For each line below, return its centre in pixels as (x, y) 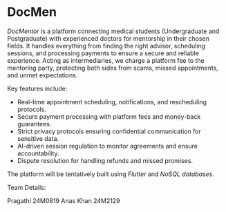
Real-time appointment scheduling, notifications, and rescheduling (112, 102)
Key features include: (37, 88)
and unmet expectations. (43, 75)
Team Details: (27, 187)
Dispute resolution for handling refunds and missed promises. (105, 160)
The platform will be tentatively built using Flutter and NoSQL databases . (111, 174)
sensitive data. (38, 138)
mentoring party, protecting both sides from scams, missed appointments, (113, 68)
